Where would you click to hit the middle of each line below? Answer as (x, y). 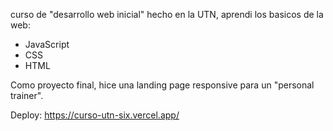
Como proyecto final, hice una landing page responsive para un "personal (162, 85)
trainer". (27, 95)
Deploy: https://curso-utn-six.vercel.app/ (95, 115)
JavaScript (47, 44)
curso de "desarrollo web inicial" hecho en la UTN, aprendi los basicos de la (167, 14)
